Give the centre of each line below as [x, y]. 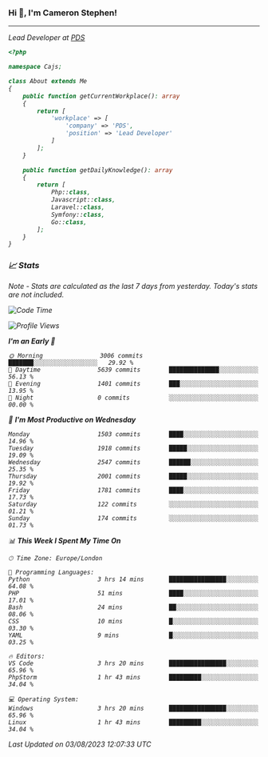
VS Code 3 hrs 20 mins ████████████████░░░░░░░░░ [134, 663]
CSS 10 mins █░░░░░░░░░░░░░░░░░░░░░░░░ [134, 621]
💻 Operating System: [44, 699]
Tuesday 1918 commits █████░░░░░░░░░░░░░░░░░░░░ [134, 448]
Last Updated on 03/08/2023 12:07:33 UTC [80, 744]
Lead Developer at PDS [47, 38]
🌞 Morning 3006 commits [76, 355]
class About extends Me [48, 82]
